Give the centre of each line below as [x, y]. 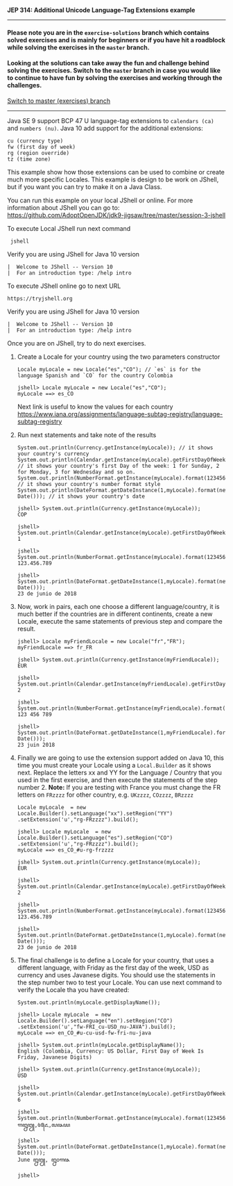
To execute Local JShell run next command [69, 228]
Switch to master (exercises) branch [59, 101]
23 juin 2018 [36, 745]
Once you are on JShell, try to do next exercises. [77, 343]
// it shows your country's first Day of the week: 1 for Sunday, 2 [118, 466]
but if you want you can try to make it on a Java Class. [85, 186]
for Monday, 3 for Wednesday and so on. [76, 472]
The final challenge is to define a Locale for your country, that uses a [115, 960]
